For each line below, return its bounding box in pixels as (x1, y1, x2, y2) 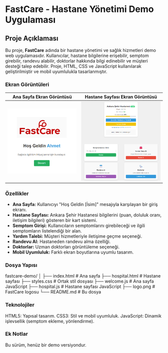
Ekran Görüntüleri (5, 81, 49, 88)
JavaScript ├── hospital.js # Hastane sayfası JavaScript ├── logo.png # (5, 283, 155, 289)
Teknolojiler (5, 301, 35, 308)
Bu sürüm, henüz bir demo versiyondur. (5, 341, 86, 348)
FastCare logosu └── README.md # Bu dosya (5, 289, 101, 295)
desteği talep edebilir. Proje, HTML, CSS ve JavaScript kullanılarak (5, 63, 141, 69)
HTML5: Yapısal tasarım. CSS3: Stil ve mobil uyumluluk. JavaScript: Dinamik (5, 312, 161, 318)
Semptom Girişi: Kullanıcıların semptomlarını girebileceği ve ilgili (12, 222, 145, 228)
